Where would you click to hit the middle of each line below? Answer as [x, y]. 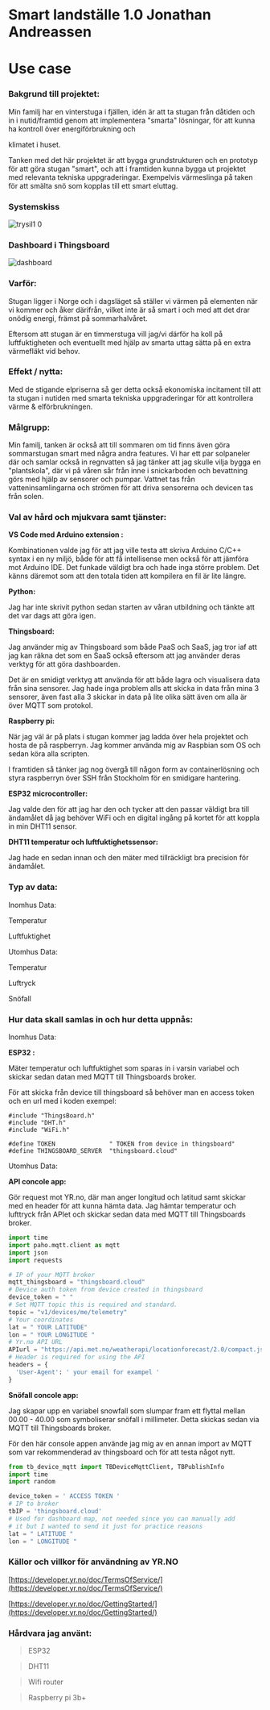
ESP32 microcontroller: [48, 794]
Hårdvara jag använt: [50, 1633]
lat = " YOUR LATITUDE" [48, 1327]
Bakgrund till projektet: [54, 94]
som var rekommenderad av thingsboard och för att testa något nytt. [122, 1452]
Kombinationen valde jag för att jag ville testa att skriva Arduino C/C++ [125, 551]
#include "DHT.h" [37, 1123]
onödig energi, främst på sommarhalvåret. [78, 318]
